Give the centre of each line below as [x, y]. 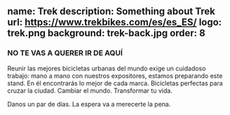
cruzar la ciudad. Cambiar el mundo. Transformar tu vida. [90, 91]
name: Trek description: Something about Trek [111, 11]
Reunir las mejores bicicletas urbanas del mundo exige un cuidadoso [107, 68]
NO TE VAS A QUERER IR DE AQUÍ [65, 53]
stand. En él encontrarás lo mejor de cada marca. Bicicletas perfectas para [115, 83]
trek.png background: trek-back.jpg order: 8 [106, 33]
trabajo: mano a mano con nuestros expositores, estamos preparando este [115, 75]
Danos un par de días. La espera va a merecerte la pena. [89, 104]
